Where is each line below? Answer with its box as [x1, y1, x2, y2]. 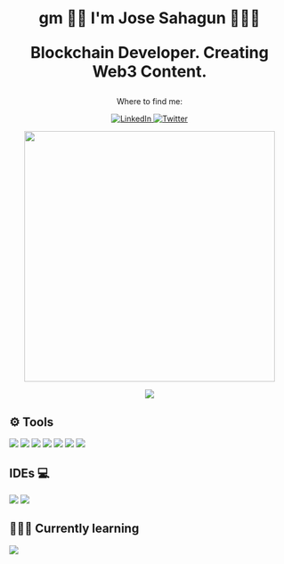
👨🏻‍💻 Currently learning [9, 521, 140, 536]
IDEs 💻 [9, 466, 51, 481]
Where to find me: [117, 96, 183, 107]
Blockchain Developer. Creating [29, 43, 269, 63]
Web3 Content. [92, 61, 207, 82]
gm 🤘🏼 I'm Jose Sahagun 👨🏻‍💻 [38, 8, 261, 29]
